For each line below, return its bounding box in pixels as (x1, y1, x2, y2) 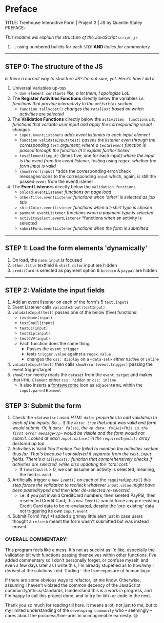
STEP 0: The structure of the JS (5, 63, 103, 71)
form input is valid (19, 163, 56, 169)
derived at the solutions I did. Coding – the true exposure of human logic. (5, 568, 152, 574)
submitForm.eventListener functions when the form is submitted (19, 225, 149, 231)
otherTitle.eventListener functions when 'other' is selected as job (19, 194, 155, 200)
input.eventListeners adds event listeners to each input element (19, 132, 150, 137)
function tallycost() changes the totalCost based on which (19, 106, 144, 111)
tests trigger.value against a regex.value (26, 351, 111, 357)
